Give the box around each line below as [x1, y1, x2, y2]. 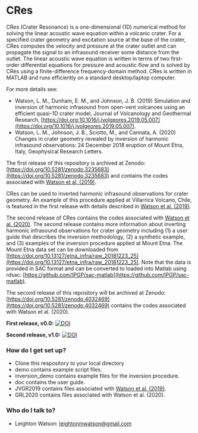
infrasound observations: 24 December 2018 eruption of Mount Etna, [14, 141, 184, 149]
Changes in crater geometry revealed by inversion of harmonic [14, 135, 169, 142]
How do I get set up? [6, 346, 67, 354]
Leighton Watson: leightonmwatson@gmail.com [14, 420, 132, 427]
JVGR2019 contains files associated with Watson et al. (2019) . [14, 385, 166, 392]
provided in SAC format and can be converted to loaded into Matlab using [6, 265, 187, 272]
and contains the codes [110, 172, 168, 179]
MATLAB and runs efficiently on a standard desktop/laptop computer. [6, 74, 177, 81]
